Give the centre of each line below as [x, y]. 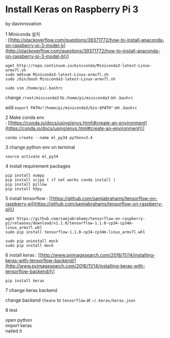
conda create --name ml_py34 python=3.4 [49, 138]
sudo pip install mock [29, 245]
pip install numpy [25, 175]
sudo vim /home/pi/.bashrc [34, 88]
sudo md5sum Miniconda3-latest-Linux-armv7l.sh [57, 75]
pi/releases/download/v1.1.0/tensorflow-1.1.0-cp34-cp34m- [70, 223]
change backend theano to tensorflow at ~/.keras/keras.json [70, 300]
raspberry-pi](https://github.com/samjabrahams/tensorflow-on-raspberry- [84, 204]
